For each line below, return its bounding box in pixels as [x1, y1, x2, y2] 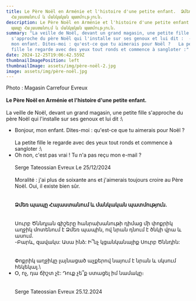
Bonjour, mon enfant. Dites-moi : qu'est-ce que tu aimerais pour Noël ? [14, 127, 185, 134]
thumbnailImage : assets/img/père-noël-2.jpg [6, 63, 116, 69]
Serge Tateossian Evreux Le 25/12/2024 [14, 164, 111, 171]
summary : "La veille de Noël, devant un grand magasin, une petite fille [6, 30, 190, 36]
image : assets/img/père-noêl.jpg [6, 68, 87, 74]
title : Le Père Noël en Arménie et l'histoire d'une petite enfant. [6, 8, 176, 15]
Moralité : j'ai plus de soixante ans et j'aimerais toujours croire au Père [14, 177, 184, 184]
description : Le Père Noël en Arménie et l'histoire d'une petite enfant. [6, 19, 192, 25]
